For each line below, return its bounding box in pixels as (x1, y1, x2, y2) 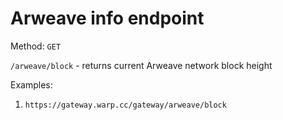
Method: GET (10, 40, 62, 52)
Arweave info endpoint (10, 7, 205, 30)
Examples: (10, 78, 53, 91)
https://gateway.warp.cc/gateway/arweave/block (24, 100, 227, 110)
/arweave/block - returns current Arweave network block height (10, 59, 273, 71)
